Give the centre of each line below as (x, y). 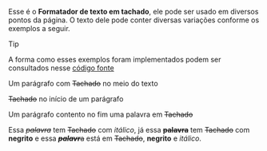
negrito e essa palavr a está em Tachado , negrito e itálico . (105, 138)
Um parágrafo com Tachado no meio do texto (83, 83)
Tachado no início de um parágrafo (66, 99)
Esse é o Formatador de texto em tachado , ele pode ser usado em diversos (133, 12)
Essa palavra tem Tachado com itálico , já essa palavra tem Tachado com (129, 130)
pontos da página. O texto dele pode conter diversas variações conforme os (134, 20)
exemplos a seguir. (39, 28)
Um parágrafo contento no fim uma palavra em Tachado (101, 114)
